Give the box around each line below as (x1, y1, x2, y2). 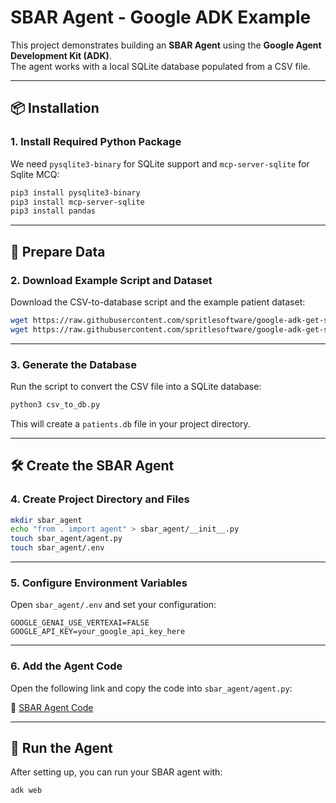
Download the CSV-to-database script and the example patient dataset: (10, 296, 306, 308)
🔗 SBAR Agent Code (10, 701, 94, 713)
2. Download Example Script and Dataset (10, 273, 213, 287)
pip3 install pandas (10, 206, 97, 216)
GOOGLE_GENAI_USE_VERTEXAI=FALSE (10, 618, 150, 628)
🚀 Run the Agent (10, 740, 113, 757)
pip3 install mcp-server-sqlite (10, 197, 145, 207)
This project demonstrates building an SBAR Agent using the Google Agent (10, 39, 322, 51)
